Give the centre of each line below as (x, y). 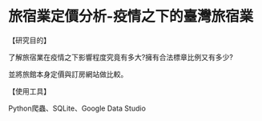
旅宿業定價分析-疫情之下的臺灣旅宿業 (131, 16)
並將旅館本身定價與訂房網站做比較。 (68, 74)
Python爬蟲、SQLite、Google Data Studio (77, 108)
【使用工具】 (29, 91)
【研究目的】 (29, 40)
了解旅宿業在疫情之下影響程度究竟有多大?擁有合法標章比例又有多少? (121, 57)
